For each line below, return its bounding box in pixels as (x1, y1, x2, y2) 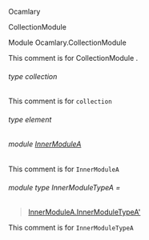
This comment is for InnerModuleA (8, 164, 119, 174)
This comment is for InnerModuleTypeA (8, 223, 134, 233)
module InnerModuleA (8, 139, 82, 149)
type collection (8, 71, 58, 81)
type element (8, 114, 52, 124)
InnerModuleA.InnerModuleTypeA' (27, 207, 141, 217)
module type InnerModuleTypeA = (8, 182, 121, 192)
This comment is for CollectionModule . (8, 54, 139, 62)
